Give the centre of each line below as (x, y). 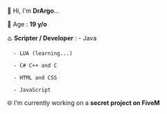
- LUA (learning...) (43, 54)
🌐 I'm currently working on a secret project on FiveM (84, 103)
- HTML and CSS (35, 78)
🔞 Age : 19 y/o (27, 24)
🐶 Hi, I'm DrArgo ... (33, 11)
